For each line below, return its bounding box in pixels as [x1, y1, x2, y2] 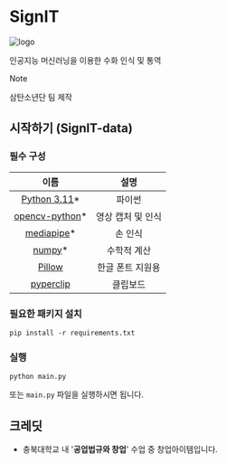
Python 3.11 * [21, 193, 80, 205]
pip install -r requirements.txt [9, 328, 136, 337]
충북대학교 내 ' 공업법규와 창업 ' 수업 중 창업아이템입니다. [22, 444, 219, 455]
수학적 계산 [107, 244, 152, 257]
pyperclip [30, 278, 71, 290]
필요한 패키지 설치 [9, 307, 83, 320]
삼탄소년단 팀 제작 [9, 91, 72, 102]
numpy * [33, 243, 69, 256]
